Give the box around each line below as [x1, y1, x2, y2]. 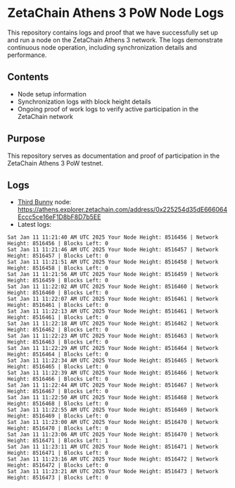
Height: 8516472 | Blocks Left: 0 [7, 462, 109, 469]
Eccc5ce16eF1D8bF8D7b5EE [17, 213, 101, 221]
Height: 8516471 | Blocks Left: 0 [7, 449, 109, 457]
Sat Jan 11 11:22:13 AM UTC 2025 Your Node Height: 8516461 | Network [7, 308, 219, 315]
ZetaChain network [17, 112, 74, 120]
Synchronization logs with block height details [17, 97, 151, 106]
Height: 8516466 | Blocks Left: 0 [7, 375, 109, 383]
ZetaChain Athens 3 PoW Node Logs [7, 5, 224, 21]
